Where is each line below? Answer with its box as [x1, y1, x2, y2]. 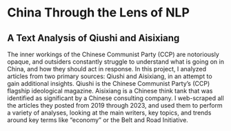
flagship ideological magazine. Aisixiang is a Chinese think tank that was [7, 87, 213, 95]
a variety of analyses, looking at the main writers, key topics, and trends [7, 108, 212, 117]
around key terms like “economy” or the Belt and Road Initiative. [7, 116, 188, 124]
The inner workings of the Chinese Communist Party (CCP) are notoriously [7, 50, 219, 58]
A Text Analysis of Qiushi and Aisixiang [7, 32, 180, 44]
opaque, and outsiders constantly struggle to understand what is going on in [7, 58, 224, 66]
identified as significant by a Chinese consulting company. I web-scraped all [7, 94, 224, 102]
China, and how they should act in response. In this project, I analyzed [7, 65, 207, 73]
